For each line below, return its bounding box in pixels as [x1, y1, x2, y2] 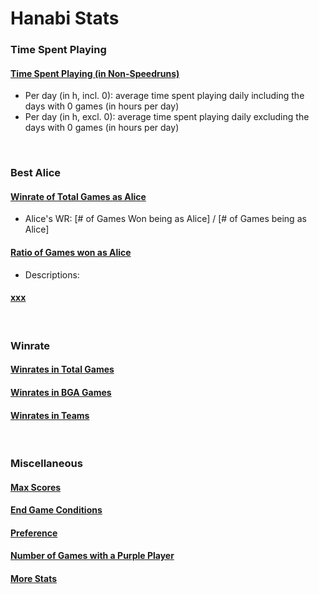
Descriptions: [24, 268, 80, 281]
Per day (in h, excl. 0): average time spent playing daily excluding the [24, 111, 310, 123]
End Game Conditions [10, 504, 103, 516]
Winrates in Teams [10, 409, 90, 421]
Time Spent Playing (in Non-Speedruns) [10, 67, 180, 79]
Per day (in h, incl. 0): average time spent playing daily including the [24, 90, 305, 102]
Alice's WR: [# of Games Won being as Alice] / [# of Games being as [24, 213, 307, 225]
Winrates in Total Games [10, 363, 115, 376]
